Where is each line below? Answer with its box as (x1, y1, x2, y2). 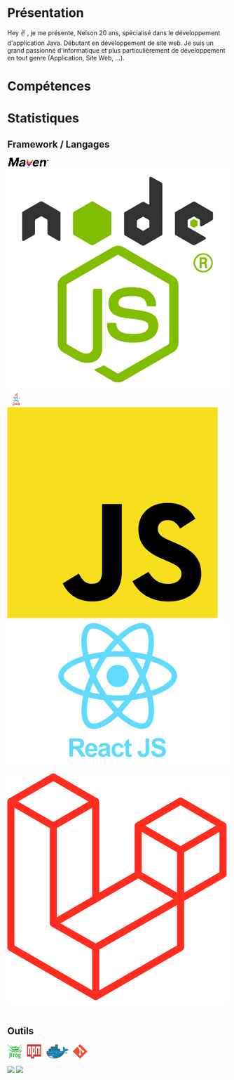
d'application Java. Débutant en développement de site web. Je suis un (7, 39, 214, 47)
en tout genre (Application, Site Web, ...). (7, 53, 125, 62)
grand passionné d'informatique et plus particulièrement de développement (7, 46, 226, 54)
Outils (7, 1025, 34, 1037)
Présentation (7, 5, 84, 21)
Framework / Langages (7, 138, 110, 150)
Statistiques (7, 110, 79, 126)
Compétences (7, 79, 91, 94)
